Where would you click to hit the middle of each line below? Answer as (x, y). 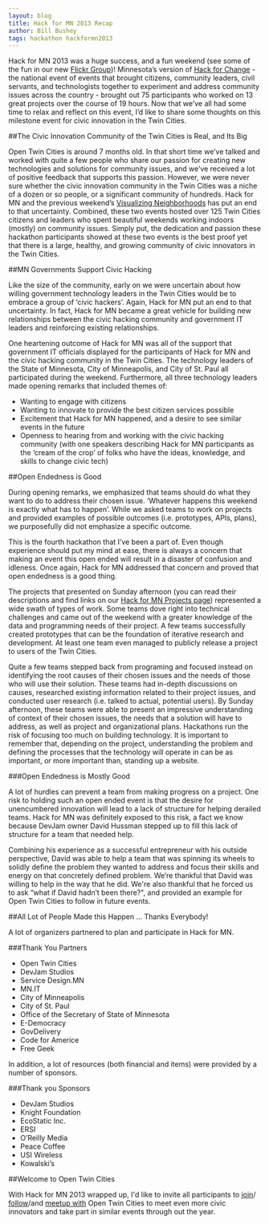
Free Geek (37, 1049)
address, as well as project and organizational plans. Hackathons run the (128, 726)
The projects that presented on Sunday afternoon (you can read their (122, 592)
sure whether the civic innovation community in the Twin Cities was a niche (133, 186)
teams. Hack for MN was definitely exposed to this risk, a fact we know (126, 817)
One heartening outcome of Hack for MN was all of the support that (120, 344)
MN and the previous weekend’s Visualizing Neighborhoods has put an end (132, 203)
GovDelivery (41, 1031)
